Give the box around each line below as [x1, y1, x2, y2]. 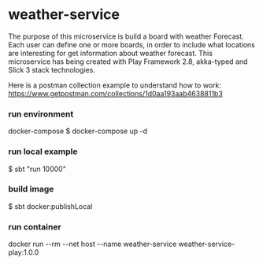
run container [8, 221, 61, 232]
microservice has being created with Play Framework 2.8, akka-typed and [8, 57, 248, 66]
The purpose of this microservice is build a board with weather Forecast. [8, 32, 244, 41]
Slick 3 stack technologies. [8, 65, 96, 74]
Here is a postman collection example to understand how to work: [8, 80, 222, 90]
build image [8, 184, 54, 195]
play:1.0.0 [8, 248, 39, 257]
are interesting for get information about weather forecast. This [8, 48, 213, 58]
